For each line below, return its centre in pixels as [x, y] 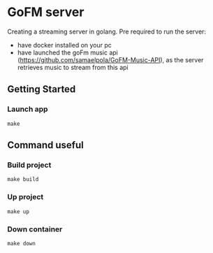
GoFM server [46, 12]
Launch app [28, 109]
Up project [25, 197]
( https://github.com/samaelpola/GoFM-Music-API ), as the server [110, 59]
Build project [29, 165]
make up [19, 211]
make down [22, 243]
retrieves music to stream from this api [73, 67]
